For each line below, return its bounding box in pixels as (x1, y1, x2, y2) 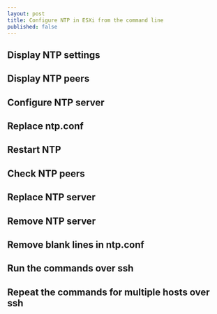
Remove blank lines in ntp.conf (7, 239, 144, 251)
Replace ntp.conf (7, 120, 84, 132)
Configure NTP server (7, 96, 105, 108)
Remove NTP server (7, 215, 96, 227)
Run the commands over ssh (7, 262, 134, 274)
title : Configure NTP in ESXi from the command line (7, 17, 164, 24)
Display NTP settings (7, 49, 100, 61)
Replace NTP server (7, 191, 96, 203)
